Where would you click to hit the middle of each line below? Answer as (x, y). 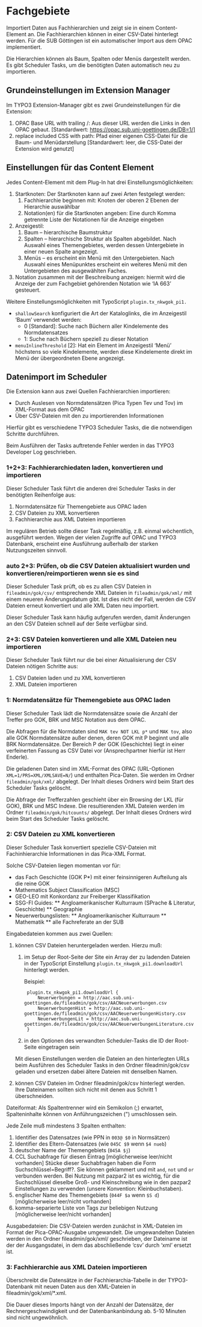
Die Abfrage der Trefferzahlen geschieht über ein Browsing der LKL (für (95, 799)
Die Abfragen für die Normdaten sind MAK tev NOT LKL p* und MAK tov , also (99, 731)
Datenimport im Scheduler (57, 377)
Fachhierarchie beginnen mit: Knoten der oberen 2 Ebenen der (101, 200)
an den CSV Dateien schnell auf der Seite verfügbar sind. (77, 623)
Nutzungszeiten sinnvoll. (37, 550)
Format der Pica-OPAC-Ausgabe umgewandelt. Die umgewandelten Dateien (100, 1232)
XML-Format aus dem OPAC (50, 409)
